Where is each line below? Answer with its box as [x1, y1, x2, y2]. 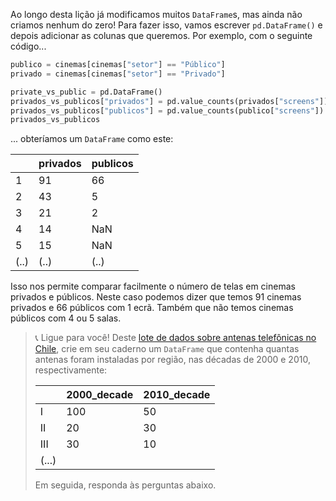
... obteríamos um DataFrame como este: [10, 133, 174, 145]
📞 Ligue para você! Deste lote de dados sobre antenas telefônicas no [34, 332, 317, 344]
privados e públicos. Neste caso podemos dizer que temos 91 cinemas [10, 291, 302, 303]
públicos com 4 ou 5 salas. [10, 312, 122, 324]
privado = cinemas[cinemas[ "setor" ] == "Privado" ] [10, 69, 226, 79]
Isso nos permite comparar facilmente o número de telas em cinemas [10, 280, 296, 293]
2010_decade [143, 388, 211, 402]
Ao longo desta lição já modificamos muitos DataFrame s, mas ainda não [10, 9, 303, 20]
